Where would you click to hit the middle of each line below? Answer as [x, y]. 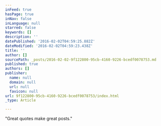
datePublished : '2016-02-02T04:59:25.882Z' [50, 42]
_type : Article [21, 101]
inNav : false [18, 19]
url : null [19, 87]
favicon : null [24, 91]
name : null [21, 78]
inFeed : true [18, 10]
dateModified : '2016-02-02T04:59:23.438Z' [49, 46]
